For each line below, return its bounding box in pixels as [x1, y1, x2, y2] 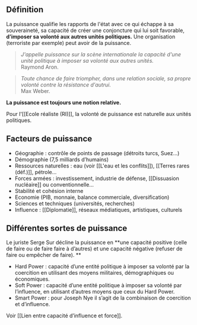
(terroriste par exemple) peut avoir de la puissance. [6, 39, 132, 46]
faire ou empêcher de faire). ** [6, 252, 81, 259]
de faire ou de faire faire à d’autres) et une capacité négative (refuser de [6, 245, 183, 252]
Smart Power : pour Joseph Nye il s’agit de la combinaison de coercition [14, 294, 191, 301]
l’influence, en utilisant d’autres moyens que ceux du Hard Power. [14, 288, 175, 295]
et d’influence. [14, 301, 50, 308]
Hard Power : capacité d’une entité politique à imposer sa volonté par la [14, 263, 190, 270]
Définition [6, 5, 43, 15]
